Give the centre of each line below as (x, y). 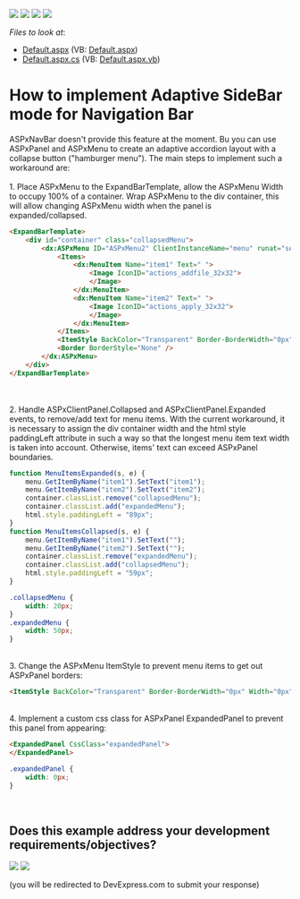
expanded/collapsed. (48, 215)
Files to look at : (37, 32)
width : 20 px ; (50, 606)
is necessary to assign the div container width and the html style (128, 428)
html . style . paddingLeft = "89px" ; (89, 515)
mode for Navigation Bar (102, 114)
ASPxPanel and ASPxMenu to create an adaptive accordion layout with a (143, 149)
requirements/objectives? (83, 845)
